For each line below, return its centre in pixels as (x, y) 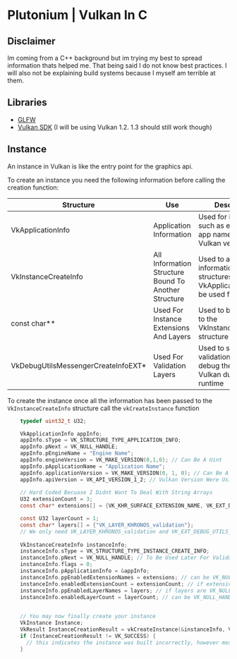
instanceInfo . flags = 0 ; (56, 565)
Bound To (169, 281)
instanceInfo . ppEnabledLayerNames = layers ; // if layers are (113, 591)
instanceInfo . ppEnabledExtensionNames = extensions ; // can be (115, 577)
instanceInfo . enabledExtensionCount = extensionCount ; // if (111, 584)
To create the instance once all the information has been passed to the (110, 400)
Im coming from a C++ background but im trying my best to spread (105, 58)
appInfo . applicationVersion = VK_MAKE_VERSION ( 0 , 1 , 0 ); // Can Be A (124, 473)
